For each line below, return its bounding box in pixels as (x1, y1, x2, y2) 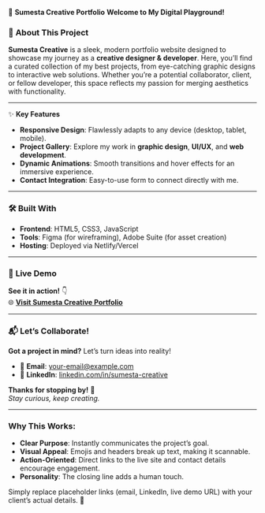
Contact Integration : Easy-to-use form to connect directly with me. (19, 176, 239, 185)
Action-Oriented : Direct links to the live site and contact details (19, 455, 226, 465)
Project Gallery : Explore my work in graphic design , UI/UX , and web (19, 142, 244, 151)
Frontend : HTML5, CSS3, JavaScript (19, 224, 139, 233)
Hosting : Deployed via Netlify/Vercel (19, 240, 139, 250)
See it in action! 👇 (8, 286, 68, 296)
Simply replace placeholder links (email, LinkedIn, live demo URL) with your (8, 487, 252, 496)
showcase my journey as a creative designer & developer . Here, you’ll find (8, 54, 252, 63)
